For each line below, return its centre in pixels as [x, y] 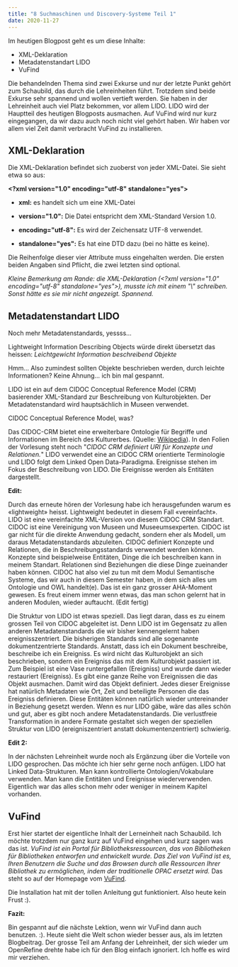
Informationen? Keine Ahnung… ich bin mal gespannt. [86, 375]
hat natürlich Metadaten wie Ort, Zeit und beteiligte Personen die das [109, 691]
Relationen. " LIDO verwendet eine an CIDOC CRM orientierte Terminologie [117, 455]
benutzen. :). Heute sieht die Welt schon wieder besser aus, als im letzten [115, 934]
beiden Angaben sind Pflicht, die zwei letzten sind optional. [95, 265]
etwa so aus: [27, 175]
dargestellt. [24, 477]
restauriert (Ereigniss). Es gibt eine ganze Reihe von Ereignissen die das [113, 677]
